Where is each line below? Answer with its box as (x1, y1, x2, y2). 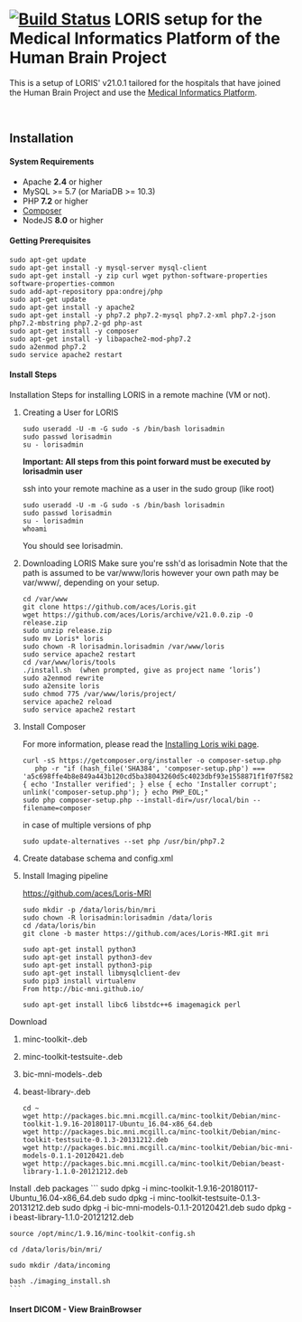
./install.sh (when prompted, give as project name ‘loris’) (22, 666, 261, 675)
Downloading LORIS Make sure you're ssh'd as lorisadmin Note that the (22, 557, 288, 569)
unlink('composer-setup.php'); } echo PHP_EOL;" (22, 788, 209, 797)
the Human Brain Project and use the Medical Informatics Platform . (9, 87, 258, 98)
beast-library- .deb (22, 1086, 91, 1097)
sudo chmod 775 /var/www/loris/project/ (22, 689, 177, 698)
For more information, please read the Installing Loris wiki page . (22, 738, 260, 750)
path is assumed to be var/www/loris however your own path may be (22, 567, 279, 578)
